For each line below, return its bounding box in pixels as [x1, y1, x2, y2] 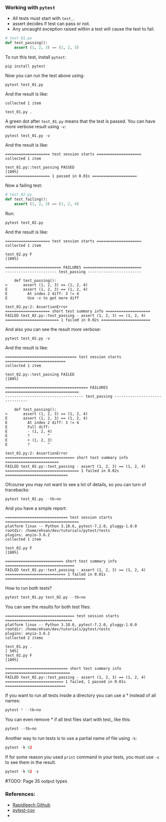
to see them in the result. [5, 759, 56, 765]
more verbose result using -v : [5, 123, 66, 129]
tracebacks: [5, 487, 30, 493]
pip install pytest [5, 64, 46, 69]
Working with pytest [5, 4, 56, 11]
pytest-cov [12, 807, 35, 813]
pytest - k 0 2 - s [5, 769, 39, 774]
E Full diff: [5, 425, 50, 430]
